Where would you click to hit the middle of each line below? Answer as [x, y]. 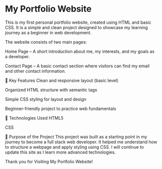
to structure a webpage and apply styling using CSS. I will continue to [74, 147]
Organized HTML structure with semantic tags [51, 90]
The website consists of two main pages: [46, 42]
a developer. [17, 56]
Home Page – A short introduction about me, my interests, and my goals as [80, 51]
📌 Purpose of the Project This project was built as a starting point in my [76, 137]
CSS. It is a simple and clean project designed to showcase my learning [76, 27]
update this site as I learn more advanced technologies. [60, 152]
